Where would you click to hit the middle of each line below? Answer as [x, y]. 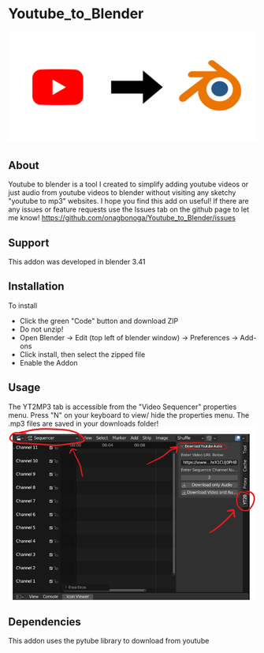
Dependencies [45, 622]
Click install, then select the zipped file [82, 354]
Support [29, 243]
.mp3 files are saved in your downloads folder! [84, 423]
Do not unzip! [41, 329]
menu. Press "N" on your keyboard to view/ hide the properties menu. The [129, 415]
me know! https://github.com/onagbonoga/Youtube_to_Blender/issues [122, 218]
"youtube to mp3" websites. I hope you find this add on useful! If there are [129, 201]
